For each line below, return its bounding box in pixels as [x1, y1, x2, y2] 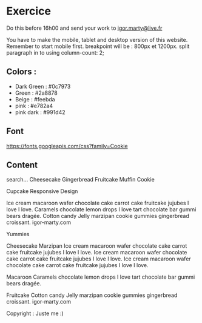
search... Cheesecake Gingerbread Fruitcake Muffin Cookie [6, 176, 155, 183]
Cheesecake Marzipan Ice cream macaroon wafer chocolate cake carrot [6, 242, 187, 250]
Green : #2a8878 [15, 89, 58, 97]
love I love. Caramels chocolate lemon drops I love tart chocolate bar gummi [6, 206, 197, 213]
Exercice [6, 4, 52, 18]
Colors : [6, 67, 37, 77]
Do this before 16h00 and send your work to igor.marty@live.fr [6, 24, 163, 32]
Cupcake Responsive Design [6, 188, 78, 195]
